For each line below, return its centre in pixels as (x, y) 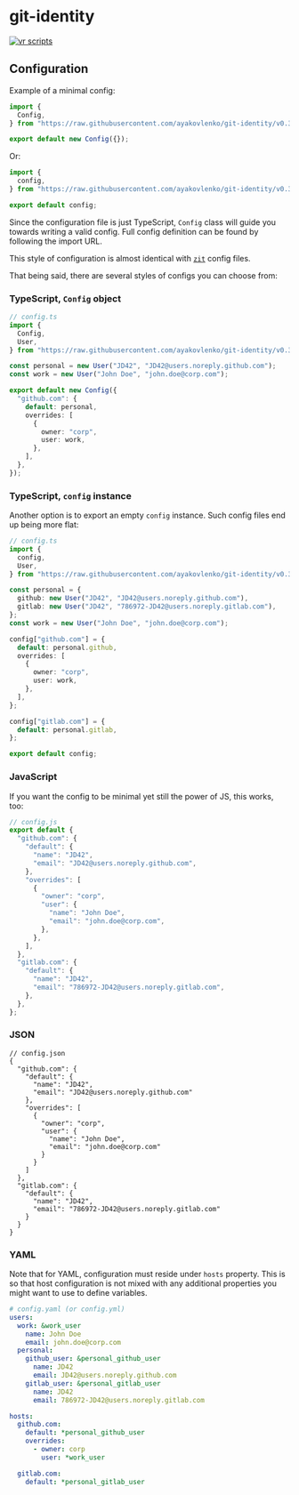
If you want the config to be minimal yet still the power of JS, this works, (141, 796)
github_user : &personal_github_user (93, 1359)
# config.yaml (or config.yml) (67, 1309)
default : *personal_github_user (85, 1433)
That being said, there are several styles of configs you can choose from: (144, 275)
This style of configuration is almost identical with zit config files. (130, 258)
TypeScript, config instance (70, 495)
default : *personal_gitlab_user (85, 1482)
